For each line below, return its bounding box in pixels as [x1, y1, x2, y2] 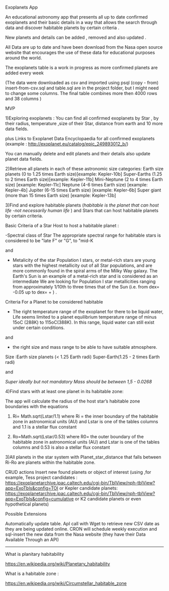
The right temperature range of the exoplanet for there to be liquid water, [12, 309, 163, 315]
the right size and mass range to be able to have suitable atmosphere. [12, 344, 157, 350]
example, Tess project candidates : [5, 474, 78, 480]
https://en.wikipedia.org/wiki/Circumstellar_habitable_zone [5, 580, 127, 586]
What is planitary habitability [5, 551, 64, 557]
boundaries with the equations [5, 404, 68, 409]
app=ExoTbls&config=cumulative [5, 496, 74, 502]
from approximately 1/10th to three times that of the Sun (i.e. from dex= [12, 284, 160, 289]
